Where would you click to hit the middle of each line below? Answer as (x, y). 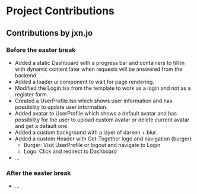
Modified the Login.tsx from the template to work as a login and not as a (103, 88)
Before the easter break (41, 50)
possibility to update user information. (61, 107)
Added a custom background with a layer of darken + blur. (86, 132)
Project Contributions (60, 11)
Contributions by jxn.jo (50, 33)
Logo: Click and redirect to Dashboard (70, 151)
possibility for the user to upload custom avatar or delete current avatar (102, 120)
